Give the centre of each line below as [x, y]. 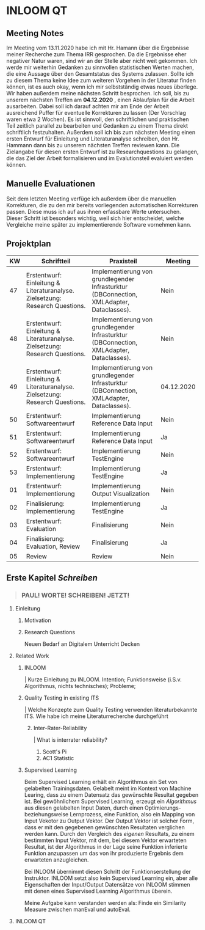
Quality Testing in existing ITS [62, 698]
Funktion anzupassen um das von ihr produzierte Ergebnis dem [104, 854]
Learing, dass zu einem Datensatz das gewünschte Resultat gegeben [111, 795]
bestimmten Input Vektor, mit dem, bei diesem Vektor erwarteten [106, 840]
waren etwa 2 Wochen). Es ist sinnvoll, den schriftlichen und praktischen [98, 119]
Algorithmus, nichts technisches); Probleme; [80, 686]
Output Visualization [120, 494]
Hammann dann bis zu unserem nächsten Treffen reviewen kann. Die [93, 145]
